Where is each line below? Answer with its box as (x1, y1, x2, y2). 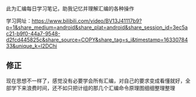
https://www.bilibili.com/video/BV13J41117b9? (32, 17, 142, 24)
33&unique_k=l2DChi (6, 42, 57, 49)
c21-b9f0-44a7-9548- (6, 30, 60, 37)
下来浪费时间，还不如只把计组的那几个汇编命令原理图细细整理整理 (16, 84, 176, 91)
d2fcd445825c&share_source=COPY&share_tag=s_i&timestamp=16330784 (6, 37, 188, 43)
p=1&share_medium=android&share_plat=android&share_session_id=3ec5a (6, 24, 188, 31)
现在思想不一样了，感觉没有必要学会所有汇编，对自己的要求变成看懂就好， (6, 77, 185, 84)
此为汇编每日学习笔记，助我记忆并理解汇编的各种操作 (6, 5, 135, 12)
